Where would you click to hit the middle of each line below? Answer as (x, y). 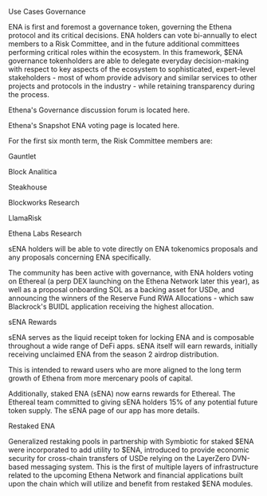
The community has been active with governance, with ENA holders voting (131, 273)
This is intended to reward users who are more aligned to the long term (125, 370)
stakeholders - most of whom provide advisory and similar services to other (133, 78)
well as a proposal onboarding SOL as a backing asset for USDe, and (122, 289)
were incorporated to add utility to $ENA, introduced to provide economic (129, 450)
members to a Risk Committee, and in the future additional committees (124, 44)
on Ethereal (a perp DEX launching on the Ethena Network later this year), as (134, 281)
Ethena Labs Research (45, 233)
